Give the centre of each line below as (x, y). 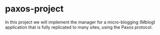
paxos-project (35, 9)
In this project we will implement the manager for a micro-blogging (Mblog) (80, 22)
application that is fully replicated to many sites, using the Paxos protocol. (79, 27)
